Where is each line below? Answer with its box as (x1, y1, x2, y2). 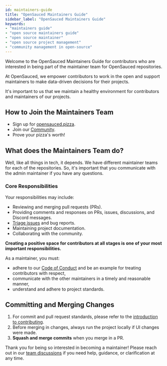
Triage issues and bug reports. (12, 219, 76, 225)
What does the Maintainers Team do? (5, 146, 124, 155)
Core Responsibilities (5, 183, 58, 190)
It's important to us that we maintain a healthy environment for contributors (5, 88, 160, 94)
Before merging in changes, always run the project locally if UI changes (12, 324, 160, 330)
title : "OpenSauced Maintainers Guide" (5, 12, 88, 17)
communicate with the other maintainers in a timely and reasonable (12, 275, 151, 281)
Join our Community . (12, 126, 56, 132)
